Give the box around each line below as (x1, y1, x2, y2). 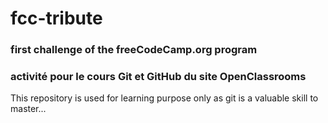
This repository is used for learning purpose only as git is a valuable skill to (10, 92, 319, 104)
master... (10, 103, 47, 115)
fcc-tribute (10, 7, 103, 30)
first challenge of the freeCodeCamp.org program (10, 43, 258, 57)
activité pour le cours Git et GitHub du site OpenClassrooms (10, 70, 307, 84)
